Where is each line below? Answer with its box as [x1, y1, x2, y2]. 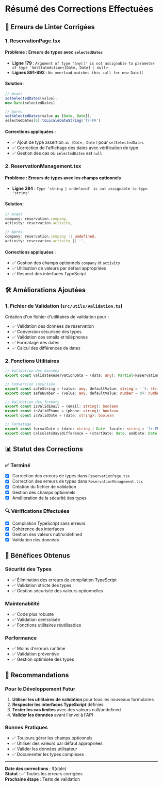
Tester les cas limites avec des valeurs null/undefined [12, 707, 121, 713]
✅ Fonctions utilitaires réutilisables [12, 622, 81, 628]
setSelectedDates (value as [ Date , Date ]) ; [5, 114, 92, 118]
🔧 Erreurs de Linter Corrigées [5, 23, 95, 31]
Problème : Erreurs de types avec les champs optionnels [5, 175, 121, 181]
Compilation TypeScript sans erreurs [12, 520, 86, 526]
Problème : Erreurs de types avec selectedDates [5, 50, 103, 55]
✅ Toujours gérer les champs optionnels [12, 735, 93, 741]
